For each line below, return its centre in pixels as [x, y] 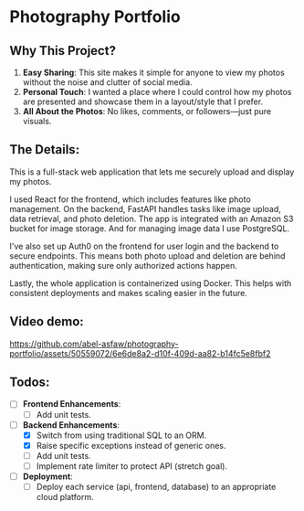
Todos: [30, 383]
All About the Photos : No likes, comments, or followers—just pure [147, 111]
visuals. [37, 121]
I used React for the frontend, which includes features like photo [130, 199]
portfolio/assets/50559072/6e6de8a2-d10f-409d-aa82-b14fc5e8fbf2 [140, 353]
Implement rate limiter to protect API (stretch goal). [132, 466]
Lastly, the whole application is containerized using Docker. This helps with [151, 283]
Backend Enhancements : [71, 425]
